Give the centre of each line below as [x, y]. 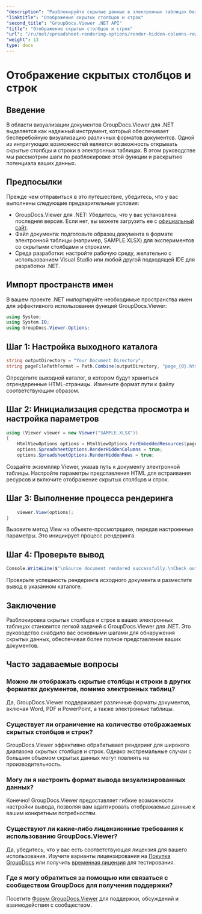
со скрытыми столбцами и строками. [63, 246]
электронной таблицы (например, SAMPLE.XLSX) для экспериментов [104, 240]
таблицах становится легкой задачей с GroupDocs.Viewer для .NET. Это [99, 626]
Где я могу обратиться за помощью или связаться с [87, 878]
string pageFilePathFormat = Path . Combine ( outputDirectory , [83, 366]
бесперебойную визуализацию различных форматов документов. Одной [100, 137]
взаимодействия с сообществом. [49, 905]
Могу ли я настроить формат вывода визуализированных [96, 780]
